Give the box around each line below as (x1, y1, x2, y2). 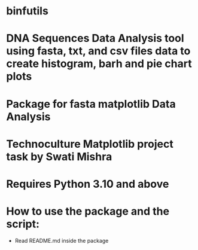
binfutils (6, 4, 49, 18)
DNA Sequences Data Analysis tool (6, 32, 184, 45)
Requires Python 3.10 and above (6, 177, 169, 191)
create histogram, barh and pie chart (6, 57, 193, 71)
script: (6, 217, 40, 231)
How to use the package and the (6, 205, 169, 218)
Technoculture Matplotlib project (6, 137, 173, 151)
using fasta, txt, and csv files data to (6, 44, 191, 58)
